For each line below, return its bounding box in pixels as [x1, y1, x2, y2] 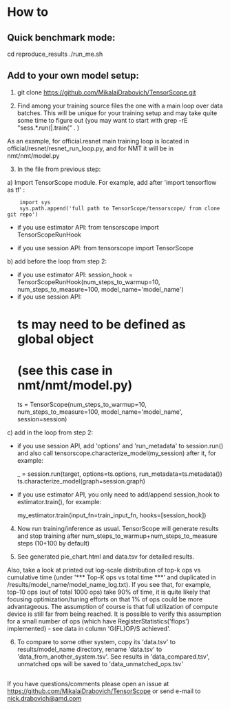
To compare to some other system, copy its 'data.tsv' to [17, 637, 176, 646]
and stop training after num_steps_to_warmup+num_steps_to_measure [17, 532, 218, 540]
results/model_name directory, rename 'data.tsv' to [17, 645, 163, 653]
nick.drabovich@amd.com [7, 695, 82, 703]
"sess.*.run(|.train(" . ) [17, 123, 80, 132]
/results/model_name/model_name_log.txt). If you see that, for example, [7, 580, 211, 588]
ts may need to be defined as [17, 317, 186, 332]
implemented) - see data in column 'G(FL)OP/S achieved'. [7, 624, 171, 632]
